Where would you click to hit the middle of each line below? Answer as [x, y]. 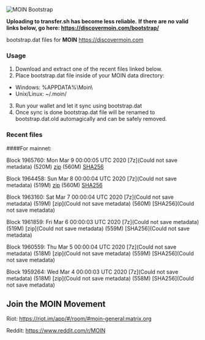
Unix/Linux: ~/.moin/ [41, 94]
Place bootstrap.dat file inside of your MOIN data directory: [90, 75]
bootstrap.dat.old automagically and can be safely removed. [91, 119]
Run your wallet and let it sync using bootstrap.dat [79, 106]
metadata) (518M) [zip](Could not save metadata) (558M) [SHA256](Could [100, 278]
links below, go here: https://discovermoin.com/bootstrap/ [83, 28]
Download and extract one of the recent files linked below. [89, 69]
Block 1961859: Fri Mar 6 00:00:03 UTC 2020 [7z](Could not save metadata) [103, 222]
